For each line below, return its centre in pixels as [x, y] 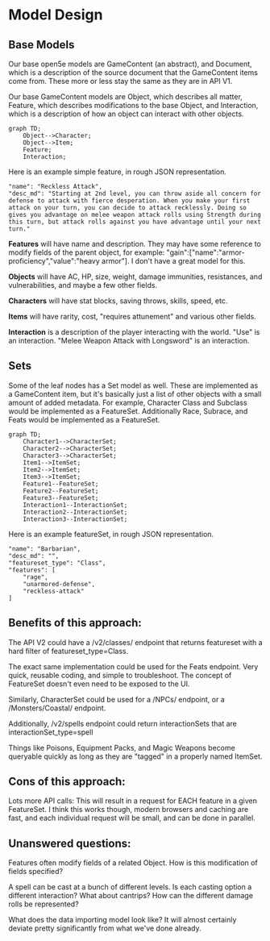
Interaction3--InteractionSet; [75, 519]
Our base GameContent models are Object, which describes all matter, [126, 97]
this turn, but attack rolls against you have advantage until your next [135, 222]
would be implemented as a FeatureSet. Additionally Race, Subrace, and [128, 411]
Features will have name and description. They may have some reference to [135, 244]
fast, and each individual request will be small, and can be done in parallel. [132, 818]
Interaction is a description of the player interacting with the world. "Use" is [134, 332]
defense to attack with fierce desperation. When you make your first [129, 201]
